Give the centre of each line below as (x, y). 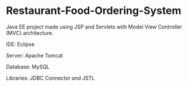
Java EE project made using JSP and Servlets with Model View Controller (94, 27)
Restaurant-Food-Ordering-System (94, 11)
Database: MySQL (28, 67)
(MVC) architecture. (30, 33)
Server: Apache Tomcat (34, 55)
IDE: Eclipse (20, 44)
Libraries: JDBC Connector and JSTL (51, 78)
